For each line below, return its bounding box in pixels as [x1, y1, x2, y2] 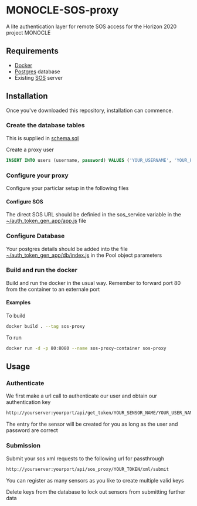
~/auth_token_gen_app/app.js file [6, 218, 87, 225]
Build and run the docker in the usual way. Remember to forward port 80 [6, 279, 181, 286]
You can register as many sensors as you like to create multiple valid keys [6, 477, 184, 484]
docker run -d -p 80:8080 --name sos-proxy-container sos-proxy [6, 345, 167, 351]
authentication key [6, 399, 51, 406]
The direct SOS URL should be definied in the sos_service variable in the [6, 211, 182, 218]
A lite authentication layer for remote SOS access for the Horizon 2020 [6, 23, 177, 30]
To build [6, 312, 26, 320]
